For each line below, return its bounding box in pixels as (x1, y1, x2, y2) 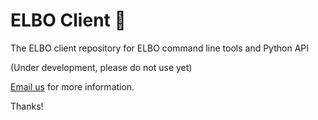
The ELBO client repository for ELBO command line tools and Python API (10, 42, 310, 54)
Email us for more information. (10, 80, 135, 93)
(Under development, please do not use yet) (10, 61, 193, 73)
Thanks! (10, 100, 44, 112)
